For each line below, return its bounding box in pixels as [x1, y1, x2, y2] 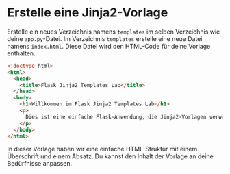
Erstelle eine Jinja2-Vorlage [7, 5, 168, 21]
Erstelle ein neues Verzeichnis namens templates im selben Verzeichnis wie [7, 27, 220, 36]
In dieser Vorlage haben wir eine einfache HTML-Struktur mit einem [7, 145, 198, 153]
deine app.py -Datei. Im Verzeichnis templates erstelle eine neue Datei [7, 34, 203, 42]
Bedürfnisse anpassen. [7, 160, 73, 168]
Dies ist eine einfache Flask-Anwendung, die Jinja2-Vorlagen [25, 113, 207, 121]
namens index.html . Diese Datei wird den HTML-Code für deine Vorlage [7, 42, 211, 50]
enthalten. [7, 49, 36, 58]
